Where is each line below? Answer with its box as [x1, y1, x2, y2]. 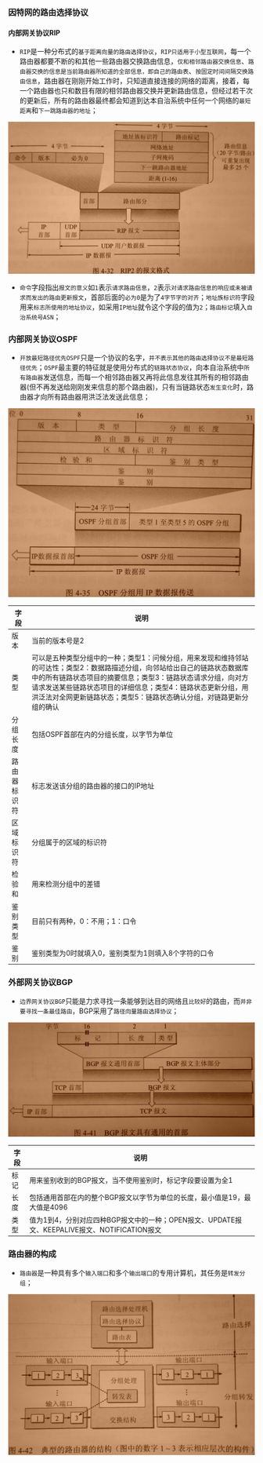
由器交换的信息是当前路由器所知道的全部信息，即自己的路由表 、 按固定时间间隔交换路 [19, 67, 254, 76]
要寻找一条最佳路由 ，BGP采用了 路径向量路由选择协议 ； [19, 1006, 179, 1016]
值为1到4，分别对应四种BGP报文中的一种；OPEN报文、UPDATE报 [29, 1215, 243, 1224]
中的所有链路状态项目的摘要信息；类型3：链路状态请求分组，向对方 [31, 673, 249, 682]
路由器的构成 [8, 1249, 57, 1260]
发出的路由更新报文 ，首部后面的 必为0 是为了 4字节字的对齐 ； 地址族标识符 [31, 292, 241, 301]
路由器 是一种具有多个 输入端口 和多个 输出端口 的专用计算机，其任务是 [19, 1268, 229, 1277]
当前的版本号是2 [31, 636, 85, 645]
